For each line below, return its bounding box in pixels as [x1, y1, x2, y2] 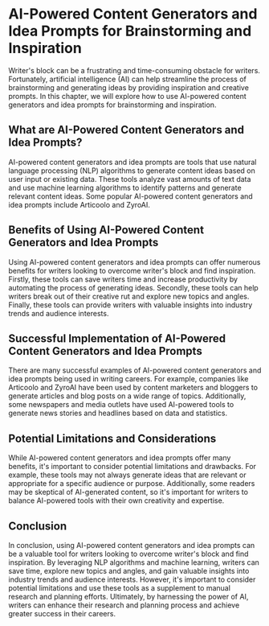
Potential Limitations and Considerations [8, 431, 217, 445]
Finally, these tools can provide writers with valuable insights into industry [8, 299, 253, 310]
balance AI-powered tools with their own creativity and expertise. [8, 496, 225, 505]
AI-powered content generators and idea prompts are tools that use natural [8, 157, 257, 167]
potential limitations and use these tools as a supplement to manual [8, 583, 231, 592]
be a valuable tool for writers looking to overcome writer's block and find [8, 549, 249, 558]
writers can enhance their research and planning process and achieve [8, 600, 240, 610]
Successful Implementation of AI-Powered [8, 332, 226, 345]
